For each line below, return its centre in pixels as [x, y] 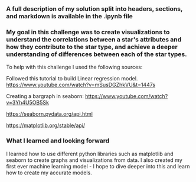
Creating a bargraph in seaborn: [45, 96]
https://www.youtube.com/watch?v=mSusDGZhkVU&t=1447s [81, 85]
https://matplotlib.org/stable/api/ [46, 125]
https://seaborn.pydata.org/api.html [50, 114]
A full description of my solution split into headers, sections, [94, 9]
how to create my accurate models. [49, 173]
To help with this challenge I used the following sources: [74, 67]
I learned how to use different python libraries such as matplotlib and [90, 154]
